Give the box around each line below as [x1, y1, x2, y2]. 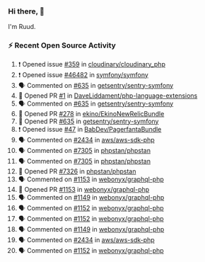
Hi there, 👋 [8, 6, 45, 16]
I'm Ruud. [8, 23, 36, 31]
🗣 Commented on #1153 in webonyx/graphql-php [18, 175, 165, 183]
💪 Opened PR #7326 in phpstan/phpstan [18, 166, 136, 176]
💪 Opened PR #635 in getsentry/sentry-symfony [18, 117, 159, 125]
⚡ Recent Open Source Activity [8, 40, 116, 50]
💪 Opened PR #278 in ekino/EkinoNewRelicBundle [18, 109, 165, 118]
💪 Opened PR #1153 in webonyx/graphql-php [18, 185, 150, 193]
